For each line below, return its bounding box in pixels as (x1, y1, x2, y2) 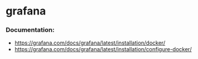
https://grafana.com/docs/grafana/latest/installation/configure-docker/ (14, 46, 192, 53)
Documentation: (5, 26, 55, 34)
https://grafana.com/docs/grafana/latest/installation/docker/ (14, 39, 165, 46)
